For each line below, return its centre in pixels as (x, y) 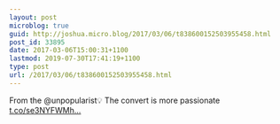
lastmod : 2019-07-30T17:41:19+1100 (75, 58)
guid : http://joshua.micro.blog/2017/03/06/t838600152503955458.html (140, 34)
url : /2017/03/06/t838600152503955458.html (91, 75)
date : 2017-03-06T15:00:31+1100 (69, 50)
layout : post (33, 17)
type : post (29, 67)
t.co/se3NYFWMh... (45, 110)
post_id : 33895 (37, 42)
